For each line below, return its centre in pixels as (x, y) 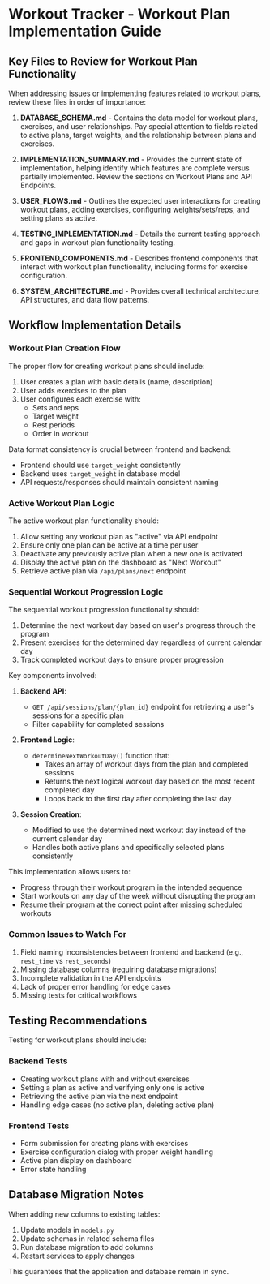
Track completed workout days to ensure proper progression (122, 660)
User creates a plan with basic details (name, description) (116, 381)
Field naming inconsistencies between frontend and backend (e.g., (132, 952)
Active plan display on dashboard (76, 1160)
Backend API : (43, 691)
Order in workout (60, 433)
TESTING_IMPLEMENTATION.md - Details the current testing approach (140, 234)
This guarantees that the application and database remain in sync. (119, 1271)
